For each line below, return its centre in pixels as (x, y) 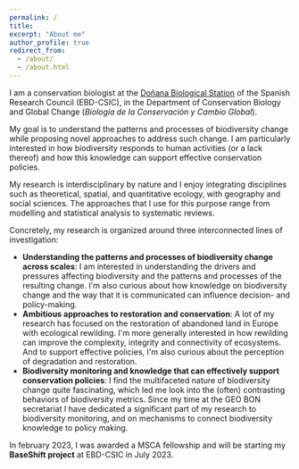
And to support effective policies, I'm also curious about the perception (153, 352)
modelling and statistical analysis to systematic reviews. (112, 213)
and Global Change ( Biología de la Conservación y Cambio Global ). (133, 112)
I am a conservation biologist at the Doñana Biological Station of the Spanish (150, 92)
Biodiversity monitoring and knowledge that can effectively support (150, 371)
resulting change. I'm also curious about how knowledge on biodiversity (154, 285)
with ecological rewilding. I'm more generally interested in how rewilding (155, 332)
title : (21, 26)
